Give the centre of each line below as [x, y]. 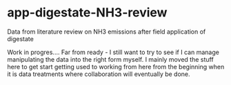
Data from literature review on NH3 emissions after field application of [107, 32]
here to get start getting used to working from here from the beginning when [116, 66]
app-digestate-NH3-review [87, 13]
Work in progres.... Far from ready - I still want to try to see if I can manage [113, 52]
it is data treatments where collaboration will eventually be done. [99, 74]
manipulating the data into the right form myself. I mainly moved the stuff [110, 59]
